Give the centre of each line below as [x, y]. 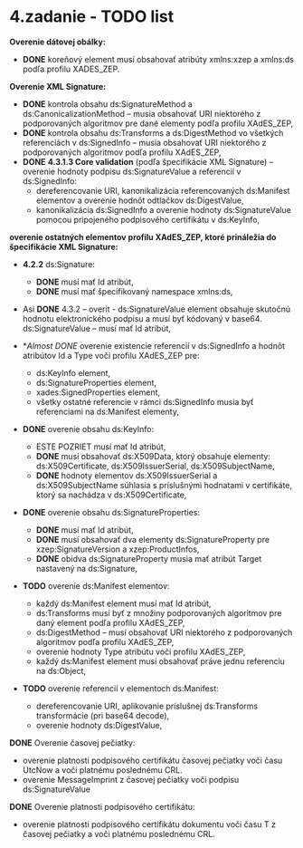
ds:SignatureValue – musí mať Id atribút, [97, 328]
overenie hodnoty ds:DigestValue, [99, 725]
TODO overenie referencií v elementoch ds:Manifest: [120, 688]
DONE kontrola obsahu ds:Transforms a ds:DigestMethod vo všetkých [153, 132]
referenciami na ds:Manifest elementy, [107, 411]
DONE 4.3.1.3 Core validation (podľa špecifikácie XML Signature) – [148, 161]
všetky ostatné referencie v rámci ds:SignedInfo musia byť [145, 401]
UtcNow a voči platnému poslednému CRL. [102, 770]
